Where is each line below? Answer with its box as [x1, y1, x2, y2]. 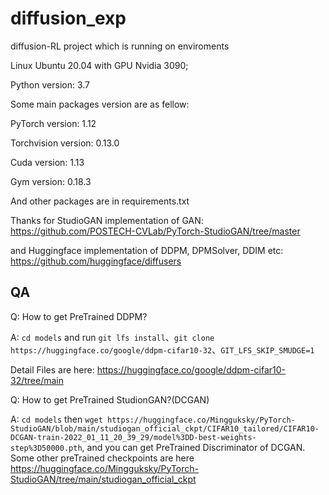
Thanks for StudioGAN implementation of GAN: [10, 214, 204, 226]
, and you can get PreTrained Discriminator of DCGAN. [81, 441, 306, 453]
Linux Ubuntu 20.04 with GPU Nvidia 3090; [10, 59, 189, 71]
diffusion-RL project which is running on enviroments [10, 40, 230, 52]
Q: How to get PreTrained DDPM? [10, 310, 148, 322]
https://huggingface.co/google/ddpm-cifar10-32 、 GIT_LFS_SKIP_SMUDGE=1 [10, 343, 315, 356]
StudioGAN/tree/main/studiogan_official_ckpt [10, 473, 197, 485]
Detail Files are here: [10, 363, 95, 376]
